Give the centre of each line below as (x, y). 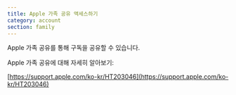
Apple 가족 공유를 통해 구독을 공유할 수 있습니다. (74, 48)
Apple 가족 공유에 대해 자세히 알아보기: (61, 63)
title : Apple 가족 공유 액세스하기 (53, 14)
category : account (34, 20)
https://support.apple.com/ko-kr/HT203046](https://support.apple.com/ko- (119, 77)
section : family (31, 27)
